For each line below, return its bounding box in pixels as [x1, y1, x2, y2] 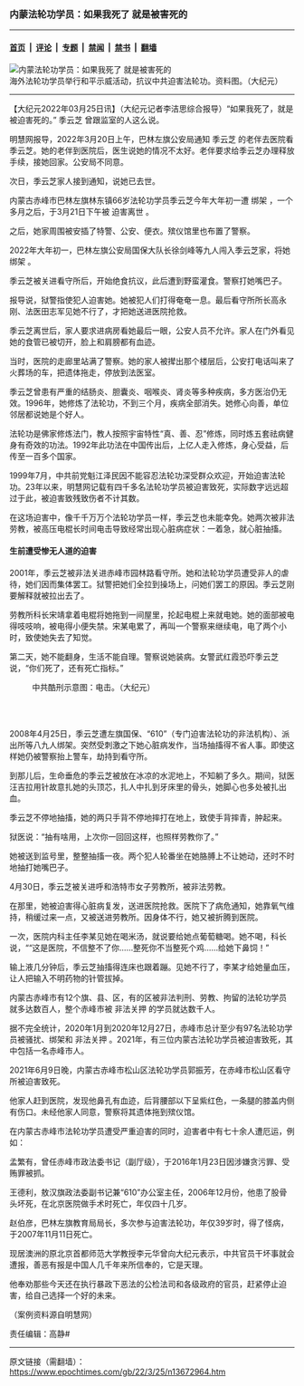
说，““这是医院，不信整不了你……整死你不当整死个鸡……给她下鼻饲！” [9, 942, 270, 953]
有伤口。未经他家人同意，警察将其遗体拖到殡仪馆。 [9, 1106, 200, 1117]
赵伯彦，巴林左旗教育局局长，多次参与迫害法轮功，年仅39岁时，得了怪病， [9, 1217, 290, 1228]
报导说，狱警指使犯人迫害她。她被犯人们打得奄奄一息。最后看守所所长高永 [9, 294, 287, 305]
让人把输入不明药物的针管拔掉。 [9, 972, 128, 984]
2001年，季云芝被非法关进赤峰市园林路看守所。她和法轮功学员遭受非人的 [9, 567, 281, 578]
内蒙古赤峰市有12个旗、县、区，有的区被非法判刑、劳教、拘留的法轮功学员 [9, 992, 288, 1003]
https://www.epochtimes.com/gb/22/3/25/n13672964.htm [9, 1366, 226, 1377]
